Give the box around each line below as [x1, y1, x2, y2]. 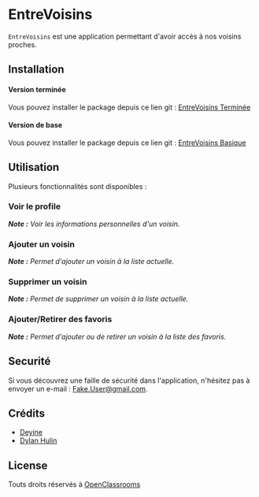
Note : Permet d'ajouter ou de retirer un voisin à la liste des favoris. [8, 332, 227, 341]
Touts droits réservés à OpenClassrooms [8, 480, 141, 489]
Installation [8, 63, 65, 76]
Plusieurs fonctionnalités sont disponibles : [8, 181, 147, 191]
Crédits [8, 406, 46, 420]
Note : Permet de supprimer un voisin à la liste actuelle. [8, 294, 189, 304]
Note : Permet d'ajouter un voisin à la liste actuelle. [8, 257, 175, 266]
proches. [8, 39, 37, 49]
